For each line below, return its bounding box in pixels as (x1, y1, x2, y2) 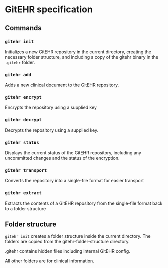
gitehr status (5, 139, 39, 145)
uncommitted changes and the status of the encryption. (5, 155, 120, 161)
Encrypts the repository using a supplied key (5, 104, 97, 111)
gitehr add (5, 72, 31, 77)
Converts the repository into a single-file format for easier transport (5, 178, 144, 184)
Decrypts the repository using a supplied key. (5, 127, 99, 133)
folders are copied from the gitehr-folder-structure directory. (5, 239, 130, 245)
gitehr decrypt (5, 117, 42, 123)
